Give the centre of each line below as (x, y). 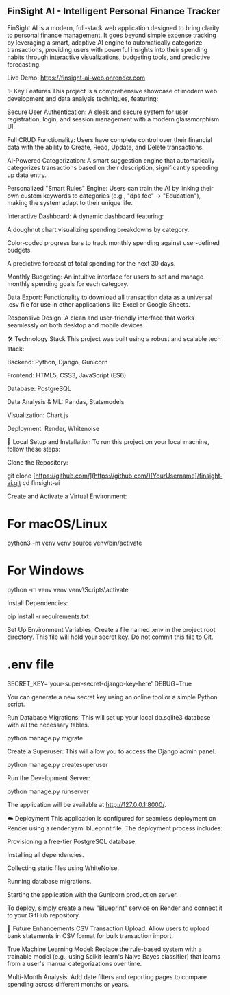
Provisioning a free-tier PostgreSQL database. (72, 841)
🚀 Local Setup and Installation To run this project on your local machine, (108, 441)
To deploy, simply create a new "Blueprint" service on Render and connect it (115, 908)
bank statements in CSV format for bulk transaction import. (90, 935)
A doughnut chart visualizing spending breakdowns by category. (98, 229)
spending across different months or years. (68, 984)
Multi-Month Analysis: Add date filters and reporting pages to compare (107, 976)
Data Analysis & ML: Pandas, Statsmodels (66, 401)
